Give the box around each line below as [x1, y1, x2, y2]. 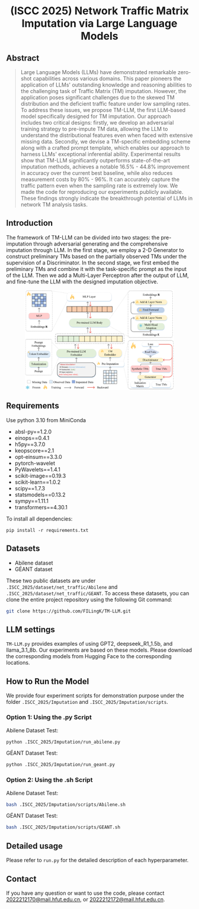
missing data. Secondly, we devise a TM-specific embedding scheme [20, 138, 191, 145]
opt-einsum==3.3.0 [14, 453, 62, 460]
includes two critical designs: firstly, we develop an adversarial [20, 119, 174, 126]
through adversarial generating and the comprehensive [33, 240, 168, 247]
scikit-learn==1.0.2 [14, 479, 61, 486]
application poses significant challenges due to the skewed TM [20, 94, 175, 101]
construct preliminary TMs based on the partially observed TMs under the [6, 253, 187, 260]
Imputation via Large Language [21, 17, 178, 30]
